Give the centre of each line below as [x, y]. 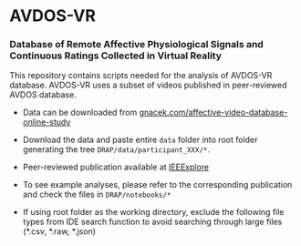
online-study [47, 122]
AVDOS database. [43, 95]
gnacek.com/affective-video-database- [213, 113]
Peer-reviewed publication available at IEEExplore [116, 167]
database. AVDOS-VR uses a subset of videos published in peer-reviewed [148, 85]
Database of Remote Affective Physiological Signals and [137, 45]
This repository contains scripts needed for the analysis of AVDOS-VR [141, 76]
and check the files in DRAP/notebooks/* [97, 195]
